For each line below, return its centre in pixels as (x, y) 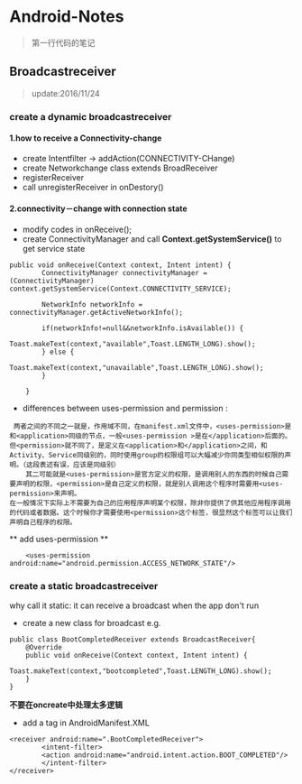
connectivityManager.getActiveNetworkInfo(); (96, 313)
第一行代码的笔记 (63, 42)
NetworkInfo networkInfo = (92, 305)
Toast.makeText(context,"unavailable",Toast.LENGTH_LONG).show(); (137, 368)
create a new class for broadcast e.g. (92, 623)
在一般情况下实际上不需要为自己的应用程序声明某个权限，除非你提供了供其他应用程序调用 (150, 503)
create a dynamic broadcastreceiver (91, 116)
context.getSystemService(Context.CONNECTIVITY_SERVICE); (120, 289)
